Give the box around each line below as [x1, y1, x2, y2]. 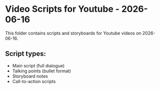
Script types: [5, 50, 46, 58]
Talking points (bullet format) [12, 68, 72, 74]
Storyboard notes [12, 73, 48, 79]
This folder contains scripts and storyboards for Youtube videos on [5, 30, 142, 36]
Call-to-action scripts [12, 78, 56, 84]
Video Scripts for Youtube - [5, 3, 120, 15]
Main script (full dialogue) [12, 62, 65, 68]
